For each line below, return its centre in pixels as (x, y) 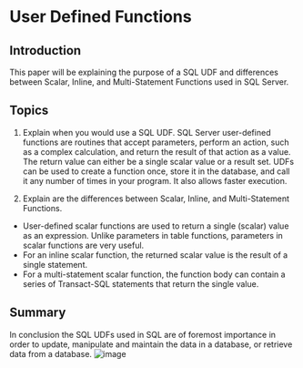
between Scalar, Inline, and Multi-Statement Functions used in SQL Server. (149, 82)
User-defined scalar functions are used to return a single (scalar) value (156, 226)
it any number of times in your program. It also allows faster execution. (155, 180)
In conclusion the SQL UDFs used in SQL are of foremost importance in (142, 334)
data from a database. (51, 353)
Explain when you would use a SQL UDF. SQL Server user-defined (146, 132)
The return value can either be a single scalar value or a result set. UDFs (158, 161)
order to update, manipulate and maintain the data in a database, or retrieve (151, 344)
